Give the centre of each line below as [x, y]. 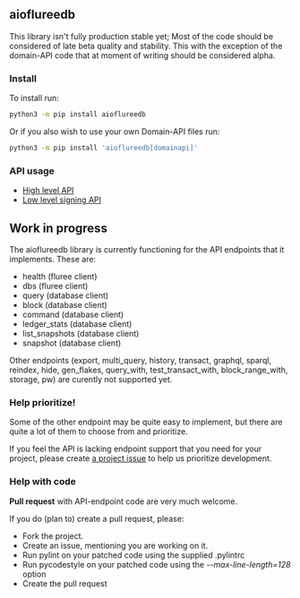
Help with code [43, 482]
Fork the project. [53, 535]
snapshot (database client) [72, 343]
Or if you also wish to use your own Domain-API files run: [115, 131]
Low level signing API [61, 200]
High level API [48, 191]
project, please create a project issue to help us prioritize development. [141, 458]
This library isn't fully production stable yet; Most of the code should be [141, 36]
